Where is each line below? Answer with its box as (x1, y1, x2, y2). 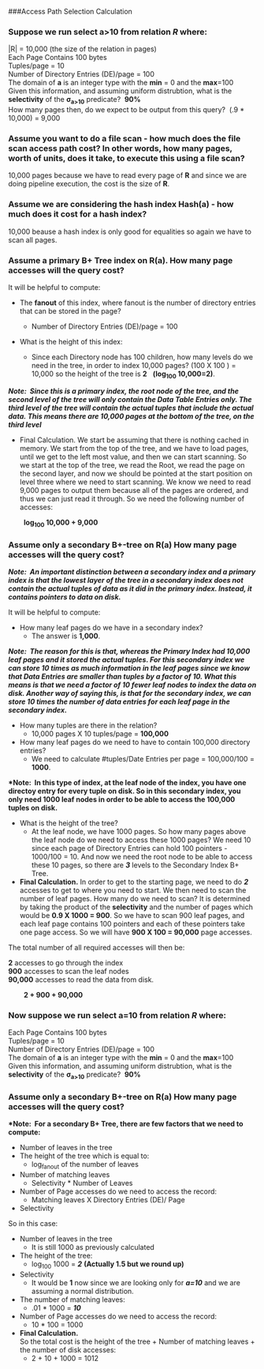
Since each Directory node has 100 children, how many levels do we (31, 352, 254, 362)
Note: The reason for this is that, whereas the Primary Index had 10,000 (8, 646, 251, 656)
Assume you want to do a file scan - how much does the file (8, 134, 241, 145)
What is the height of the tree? (19, 818, 118, 828)
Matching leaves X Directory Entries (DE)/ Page (31, 1195, 185, 1205)
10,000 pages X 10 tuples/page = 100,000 (31, 728, 169, 738)
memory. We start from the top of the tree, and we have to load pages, (19, 443, 249, 453)
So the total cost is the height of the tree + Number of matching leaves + (19, 1337, 255, 1346)
